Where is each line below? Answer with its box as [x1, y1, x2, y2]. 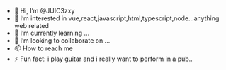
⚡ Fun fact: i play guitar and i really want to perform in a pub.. [13, 55, 193, 63]
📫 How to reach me [13, 44, 73, 52]
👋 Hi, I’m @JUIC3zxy [13, 7, 75, 15]
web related [13, 22, 50, 29]
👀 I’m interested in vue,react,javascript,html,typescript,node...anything [13, 14, 220, 22]
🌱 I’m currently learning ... [13, 29, 90, 37]
